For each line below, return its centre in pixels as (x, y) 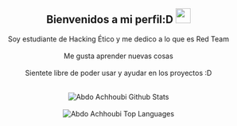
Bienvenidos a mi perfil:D (110, 20)
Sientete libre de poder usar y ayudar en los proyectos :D (118, 73)
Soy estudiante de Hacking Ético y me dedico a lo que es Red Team (118, 39)
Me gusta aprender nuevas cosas (118, 56)
